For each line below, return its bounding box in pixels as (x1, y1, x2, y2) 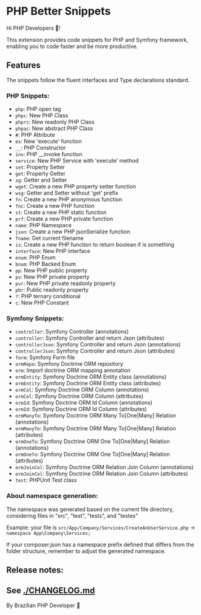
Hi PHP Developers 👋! (6, 24, 61, 32)
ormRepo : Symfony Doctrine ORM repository (15, 360, 123, 368)
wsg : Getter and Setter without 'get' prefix (15, 190, 118, 197)
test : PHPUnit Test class (15, 476, 77, 484)
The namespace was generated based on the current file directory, (6, 506, 174, 513)
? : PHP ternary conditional (15, 293, 81, 300)
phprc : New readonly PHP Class (15, 119, 95, 126)
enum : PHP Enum (15, 254, 56, 261)
